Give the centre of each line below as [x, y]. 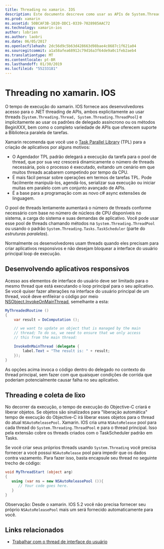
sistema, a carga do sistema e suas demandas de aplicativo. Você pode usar [82, 218]
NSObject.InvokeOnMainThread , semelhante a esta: [57, 301]
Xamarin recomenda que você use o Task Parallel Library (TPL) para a [75, 142]
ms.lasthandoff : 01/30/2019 [34, 64]
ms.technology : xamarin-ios [34, 28]
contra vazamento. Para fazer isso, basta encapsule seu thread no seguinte [81, 458]
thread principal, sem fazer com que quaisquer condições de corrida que [79, 374]
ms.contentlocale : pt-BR [30, 60]
